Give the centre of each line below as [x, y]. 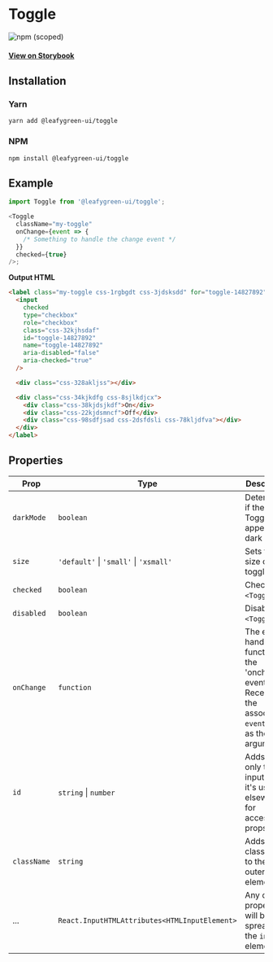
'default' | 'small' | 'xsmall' [115, 561]
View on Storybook [41, 55]
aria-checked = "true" [58, 361]
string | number [87, 792]
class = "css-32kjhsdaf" [61, 330]
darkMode [29, 517]
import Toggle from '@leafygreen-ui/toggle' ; [87, 202]
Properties [36, 461]
